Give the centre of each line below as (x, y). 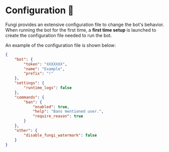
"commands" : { (29, 97)
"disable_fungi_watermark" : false (60, 135)
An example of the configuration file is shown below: (61, 45)
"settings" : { (29, 83)
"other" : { (26, 130)
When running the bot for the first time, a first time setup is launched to (81, 30)
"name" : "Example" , (44, 69)
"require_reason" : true (58, 116)
